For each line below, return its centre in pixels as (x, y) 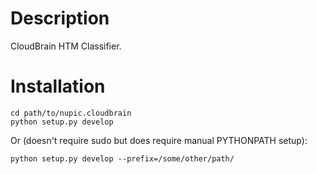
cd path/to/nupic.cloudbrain (71, 113)
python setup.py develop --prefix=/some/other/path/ (122, 158)
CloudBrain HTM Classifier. (66, 46)
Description (60, 18)
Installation (58, 86)
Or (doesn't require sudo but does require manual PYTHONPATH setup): (159, 140)
